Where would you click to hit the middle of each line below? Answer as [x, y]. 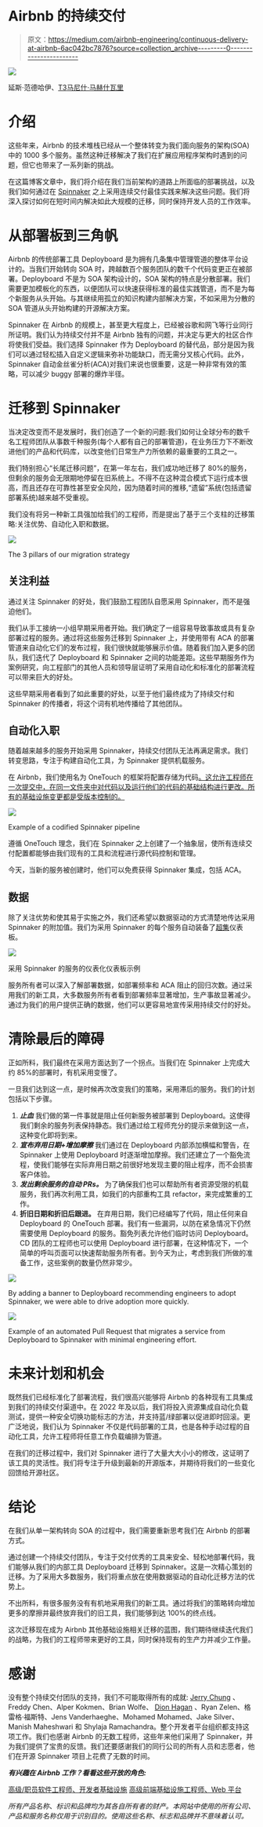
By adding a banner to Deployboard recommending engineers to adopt [122, 1293]
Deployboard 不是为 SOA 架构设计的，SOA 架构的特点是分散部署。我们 [136, 279]
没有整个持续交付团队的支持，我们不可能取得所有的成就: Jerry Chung [119, 1697]
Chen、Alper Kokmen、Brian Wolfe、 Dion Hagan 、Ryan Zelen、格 [142, 1707]
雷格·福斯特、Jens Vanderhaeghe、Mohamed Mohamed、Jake [110, 1716]
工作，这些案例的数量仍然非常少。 [81, 1263]
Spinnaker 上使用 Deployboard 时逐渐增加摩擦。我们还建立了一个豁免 [131, 1155]
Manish [20, 1727]
